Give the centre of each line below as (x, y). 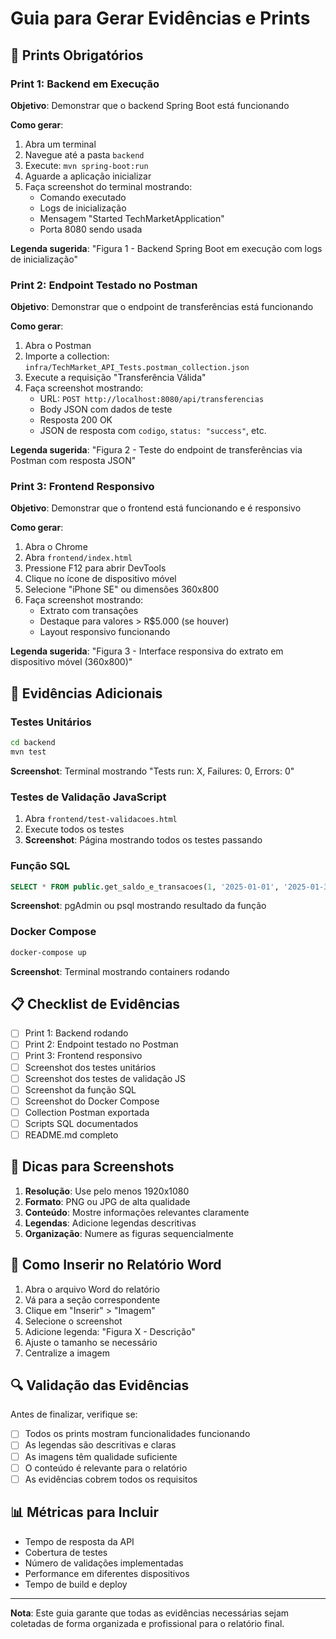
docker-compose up (48, 952)
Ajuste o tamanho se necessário (91, 1342)
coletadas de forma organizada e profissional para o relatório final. (147, 1623)
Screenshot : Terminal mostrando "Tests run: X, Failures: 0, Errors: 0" (152, 771)
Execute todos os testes (74, 829)
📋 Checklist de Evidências (95, 1003)
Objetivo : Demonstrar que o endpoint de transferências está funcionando (162, 307)
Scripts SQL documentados (81, 1123)
